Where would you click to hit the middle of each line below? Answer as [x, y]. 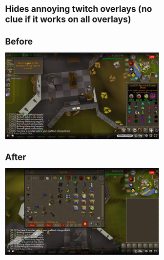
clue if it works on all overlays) [68, 19]
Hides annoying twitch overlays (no [79, 9]
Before [19, 42]
